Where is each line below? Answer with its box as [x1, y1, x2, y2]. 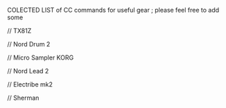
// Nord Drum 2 [7, 40, 51, 48]
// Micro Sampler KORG [7, 53, 74, 62]
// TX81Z [7, 27, 32, 35]
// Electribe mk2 [7, 80, 53, 89]
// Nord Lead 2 [7, 67, 49, 75]
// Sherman [7, 93, 40, 102]
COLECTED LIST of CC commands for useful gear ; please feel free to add [7, 6, 220, 14]
